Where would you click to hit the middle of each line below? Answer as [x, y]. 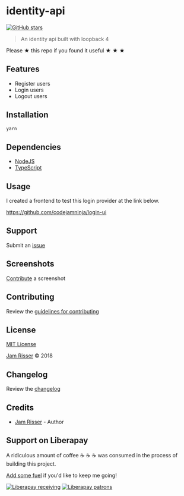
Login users [29, 90]
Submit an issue [26, 245]
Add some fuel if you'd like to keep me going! [61, 475]
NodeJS [25, 161]
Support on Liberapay [47, 440]
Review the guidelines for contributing [53, 311]
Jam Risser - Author [39, 422]
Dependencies [34, 147]
